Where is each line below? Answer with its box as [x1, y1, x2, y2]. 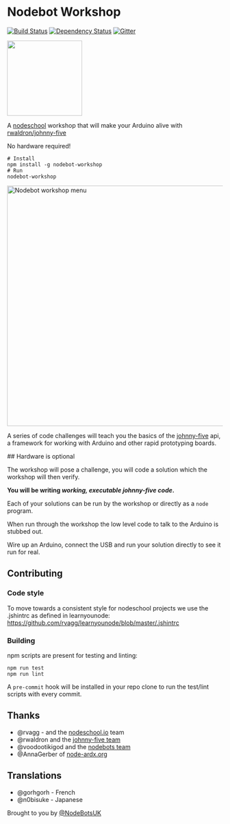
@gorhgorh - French [16, 788, 75, 797]
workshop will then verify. [7, 472, 80, 481]
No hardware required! [7, 141, 71, 150]
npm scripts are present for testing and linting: [7, 651, 138, 659]
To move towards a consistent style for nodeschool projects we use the [7, 604, 209, 612]
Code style [7, 588, 44, 598]
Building [7, 636, 36, 645]
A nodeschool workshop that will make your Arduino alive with [7, 121, 183, 129]
